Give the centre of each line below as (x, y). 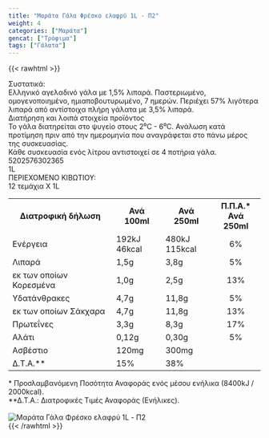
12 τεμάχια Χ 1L (34, 186)
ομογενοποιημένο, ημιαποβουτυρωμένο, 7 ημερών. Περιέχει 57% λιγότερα (133, 101)
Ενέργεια (30, 244)
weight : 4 (25, 23)
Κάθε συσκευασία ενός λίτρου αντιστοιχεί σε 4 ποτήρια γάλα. (113, 152)
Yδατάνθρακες (41, 298)
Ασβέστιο (30, 351)
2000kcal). (26, 392)
